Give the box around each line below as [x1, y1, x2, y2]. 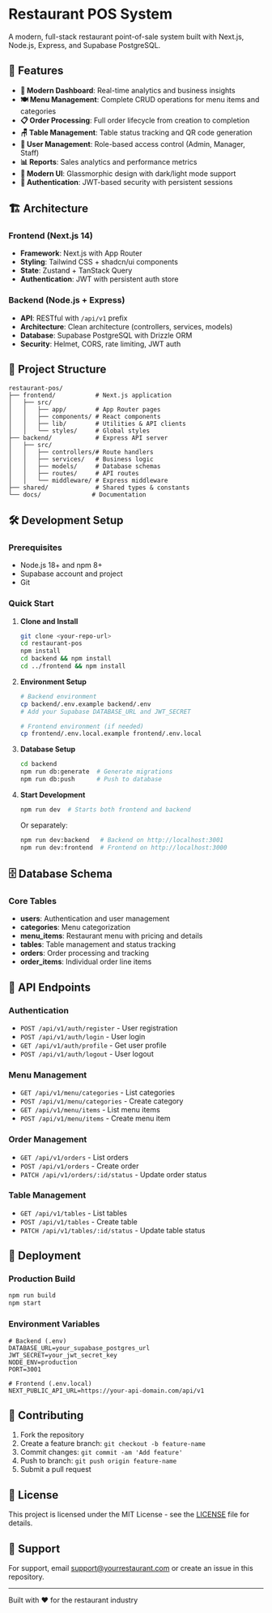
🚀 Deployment [8, 1249, 81, 1262]
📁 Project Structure [8, 363, 107, 376]
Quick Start [8, 598, 54, 609]
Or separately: [19, 820, 68, 830]
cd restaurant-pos [19, 639, 83, 647]
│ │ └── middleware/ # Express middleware [8, 476, 168, 484]
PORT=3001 [8, 1365, 42, 1374]
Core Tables [8, 895, 57, 906]
